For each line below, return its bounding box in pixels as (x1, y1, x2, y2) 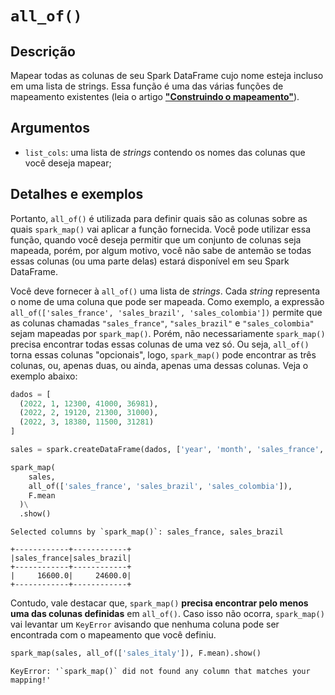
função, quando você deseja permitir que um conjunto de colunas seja (10, 233, 302, 246)
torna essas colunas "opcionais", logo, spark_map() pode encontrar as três (10, 348, 317, 361)
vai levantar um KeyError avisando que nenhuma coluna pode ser (10, 618, 280, 631)
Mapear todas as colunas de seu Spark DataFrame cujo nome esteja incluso (10, 70, 324, 81)
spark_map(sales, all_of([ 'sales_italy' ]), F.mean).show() (10, 648, 262, 659)
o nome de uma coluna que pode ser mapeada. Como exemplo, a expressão (10, 295, 325, 307)
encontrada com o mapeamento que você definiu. (10, 629, 217, 641)
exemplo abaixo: (10, 370, 78, 382)
